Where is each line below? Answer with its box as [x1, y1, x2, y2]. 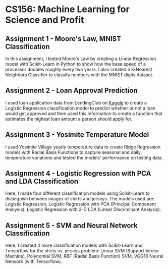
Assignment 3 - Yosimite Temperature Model [5, 130, 149, 139]
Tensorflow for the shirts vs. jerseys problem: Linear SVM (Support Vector [5, 248, 159, 254]
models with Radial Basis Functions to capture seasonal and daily [5, 149, 141, 155]
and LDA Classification [5, 177, 79, 186]
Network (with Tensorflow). [5, 258, 62, 264]
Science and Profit [5, 14, 84, 26]
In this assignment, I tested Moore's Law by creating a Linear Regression [5, 56, 156, 62]
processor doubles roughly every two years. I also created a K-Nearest [5, 67, 152, 72]
